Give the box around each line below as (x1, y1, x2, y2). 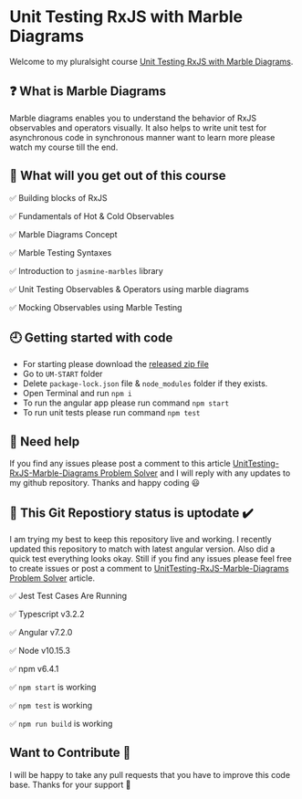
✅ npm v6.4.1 (9, 664, 59, 674)
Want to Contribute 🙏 (9, 745, 131, 761)
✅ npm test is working (9, 700, 93, 710)
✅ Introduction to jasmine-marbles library (9, 265, 164, 276)
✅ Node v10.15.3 (9, 646, 71, 656)
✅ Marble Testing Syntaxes (9, 247, 112, 258)
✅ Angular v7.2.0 (9, 627, 73, 637)
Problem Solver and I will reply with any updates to (99, 468, 291, 478)
